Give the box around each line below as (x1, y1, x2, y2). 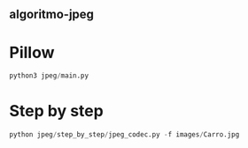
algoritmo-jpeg (9, 7, 95, 22)
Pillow (9, 42, 55, 63)
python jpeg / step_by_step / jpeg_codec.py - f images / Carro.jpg (9, 130, 240, 139)
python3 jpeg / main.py (9, 71, 89, 80)
